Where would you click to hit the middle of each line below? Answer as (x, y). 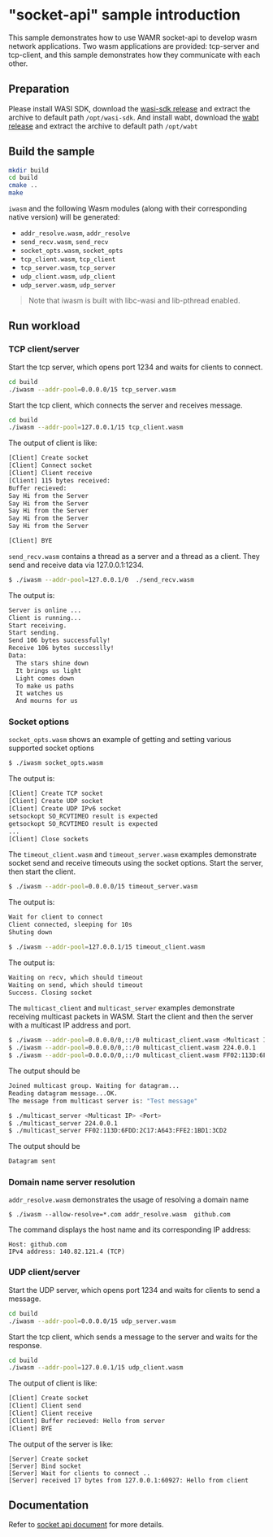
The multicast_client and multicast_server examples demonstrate (122, 1008)
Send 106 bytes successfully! (60, 640)
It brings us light (49, 670)
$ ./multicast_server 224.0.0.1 (63, 1123)
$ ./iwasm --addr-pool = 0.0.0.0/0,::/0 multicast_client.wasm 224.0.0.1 (132, 1048)
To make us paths (45, 686)
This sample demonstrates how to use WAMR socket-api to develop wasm (133, 37)
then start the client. (42, 871)
